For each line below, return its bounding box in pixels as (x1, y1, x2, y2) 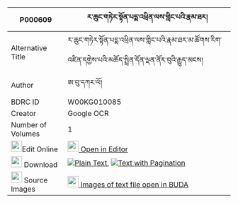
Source (23, 175, 48, 185)
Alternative (11, 43, 47, 52)
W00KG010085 (67, 97, 122, 107)
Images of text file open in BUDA (80, 180, 189, 190)
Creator (11, 109, 37, 118)
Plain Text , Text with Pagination (74, 158, 186, 168)
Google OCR (67, 109, 109, 118)
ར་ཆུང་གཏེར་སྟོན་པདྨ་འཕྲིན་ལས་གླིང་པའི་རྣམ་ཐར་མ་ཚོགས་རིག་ (67, 35, 222, 45)
